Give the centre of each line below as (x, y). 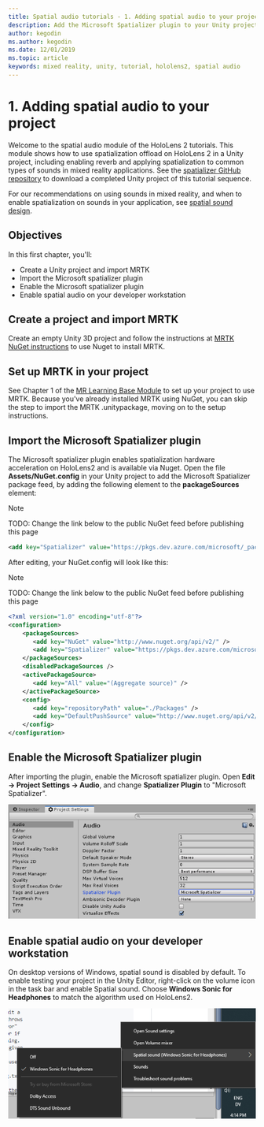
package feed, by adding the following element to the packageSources (124, 485)
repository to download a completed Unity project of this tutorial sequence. (130, 178)
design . (20, 210)
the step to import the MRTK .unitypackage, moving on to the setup (117, 407)
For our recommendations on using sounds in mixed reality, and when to (125, 194)
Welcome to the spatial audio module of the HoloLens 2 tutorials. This (121, 145)
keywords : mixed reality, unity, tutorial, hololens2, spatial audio (125, 67)
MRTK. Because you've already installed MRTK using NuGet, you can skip (128, 399)
